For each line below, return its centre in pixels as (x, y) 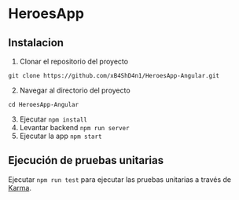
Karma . (20, 187)
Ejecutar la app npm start (61, 136)
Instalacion (36, 43)
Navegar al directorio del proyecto (75, 90)
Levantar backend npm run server (74, 127)
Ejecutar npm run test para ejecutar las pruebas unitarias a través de (120, 179)
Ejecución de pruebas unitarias (86, 160)
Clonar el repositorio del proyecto (74, 61)
